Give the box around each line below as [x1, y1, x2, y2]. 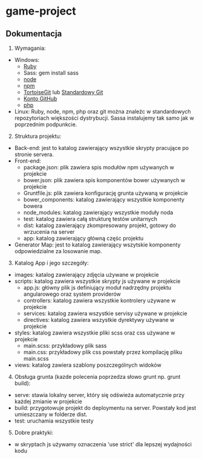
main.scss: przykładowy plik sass [23, 342, 107, 349]
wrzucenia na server [23, 228, 75, 235]
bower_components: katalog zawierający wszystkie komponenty [23, 196, 185, 203]
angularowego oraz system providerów [23, 290, 122, 297]
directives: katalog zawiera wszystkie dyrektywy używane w [23, 316, 175, 323]
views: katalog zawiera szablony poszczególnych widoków [14, 361, 161, 369]
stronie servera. [14, 151, 54, 158]
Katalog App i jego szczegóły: [14, 259, 89, 267]
